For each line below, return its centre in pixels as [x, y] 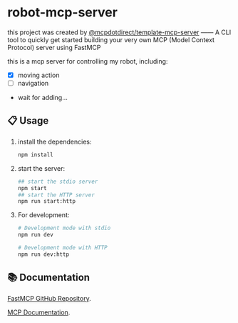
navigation [33, 83]
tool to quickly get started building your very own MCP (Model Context [111, 39]
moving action [38, 75]
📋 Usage [28, 121]
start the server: [41, 168]
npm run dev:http [43, 254]
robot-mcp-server [62, 13]
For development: [43, 215]
